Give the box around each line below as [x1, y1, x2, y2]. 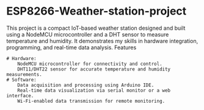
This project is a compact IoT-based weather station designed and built [6, 24, 186, 32]
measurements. [6, 71, 43, 77]
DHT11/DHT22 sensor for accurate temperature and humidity [17, 66, 171, 72]
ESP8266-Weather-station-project [6, 4, 187, 18]
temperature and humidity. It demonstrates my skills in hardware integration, [6, 37, 199, 44]
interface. [6, 92, 34, 98]
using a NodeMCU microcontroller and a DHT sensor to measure [6, 30, 169, 38]
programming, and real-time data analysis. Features [6, 44, 137, 51]
